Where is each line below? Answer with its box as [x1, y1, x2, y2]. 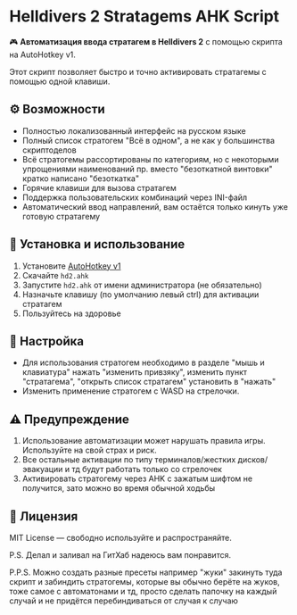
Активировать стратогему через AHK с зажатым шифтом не [21, 473, 252, 484]
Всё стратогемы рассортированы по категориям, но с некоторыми [21, 154, 279, 164]
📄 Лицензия [9, 509, 78, 524]
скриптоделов [21, 145, 78, 155]
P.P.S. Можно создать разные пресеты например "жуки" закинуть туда [9, 567, 283, 578]
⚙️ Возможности [9, 102, 105, 117]
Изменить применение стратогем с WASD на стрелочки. [21, 386, 240, 396]
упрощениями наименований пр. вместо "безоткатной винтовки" [21, 163, 273, 174]
